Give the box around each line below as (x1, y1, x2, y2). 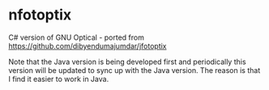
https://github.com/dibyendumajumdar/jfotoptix (8, 41, 167, 50)
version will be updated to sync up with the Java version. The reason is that (8, 65, 261, 75)
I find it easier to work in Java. (8, 74, 109, 84)
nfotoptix (8, 6, 72, 24)
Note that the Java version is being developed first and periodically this (8, 57, 246, 66)
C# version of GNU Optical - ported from (8, 32, 144, 42)
